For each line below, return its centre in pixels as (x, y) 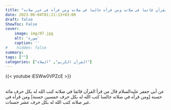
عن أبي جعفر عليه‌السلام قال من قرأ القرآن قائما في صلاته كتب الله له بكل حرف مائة (85, 91)
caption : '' (27, 43)
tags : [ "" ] (17, 57)
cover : (12, 29)
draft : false (19, 19)
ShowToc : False (21, 24)
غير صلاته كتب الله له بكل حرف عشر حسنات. (48, 102)
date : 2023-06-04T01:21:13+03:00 (41, 15)
